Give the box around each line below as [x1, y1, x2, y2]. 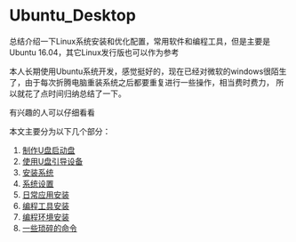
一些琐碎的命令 [21, 222, 77, 233]
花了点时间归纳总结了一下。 [24, 88, 126, 99]
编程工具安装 [21, 200, 69, 211]
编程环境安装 [21, 211, 69, 222]
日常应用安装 [21, 189, 69, 200]
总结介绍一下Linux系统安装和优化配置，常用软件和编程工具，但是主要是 [9, 36, 271, 46]
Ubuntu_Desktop [9, 5, 136, 26]
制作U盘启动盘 [21, 144, 76, 156]
